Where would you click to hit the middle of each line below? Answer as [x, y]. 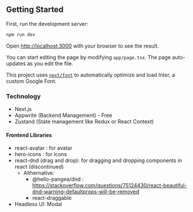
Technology [23, 96]
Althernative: [39, 173]
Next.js [23, 109]
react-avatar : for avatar [43, 148]
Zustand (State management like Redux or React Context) [84, 121]
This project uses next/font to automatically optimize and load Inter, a [91, 75]
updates [16, 63]
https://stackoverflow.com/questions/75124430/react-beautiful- [109, 186]
